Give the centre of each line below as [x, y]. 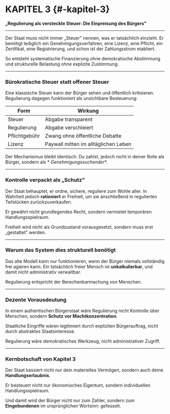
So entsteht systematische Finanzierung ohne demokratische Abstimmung [83, 58]
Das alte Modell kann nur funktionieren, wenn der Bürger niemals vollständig [85, 261]
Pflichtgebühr [24, 136]
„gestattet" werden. [26, 232]
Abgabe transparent [69, 119]
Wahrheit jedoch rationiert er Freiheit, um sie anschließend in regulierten [81, 196]
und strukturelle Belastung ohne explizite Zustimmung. [62, 64]
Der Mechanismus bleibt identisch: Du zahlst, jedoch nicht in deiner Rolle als [85, 157]
